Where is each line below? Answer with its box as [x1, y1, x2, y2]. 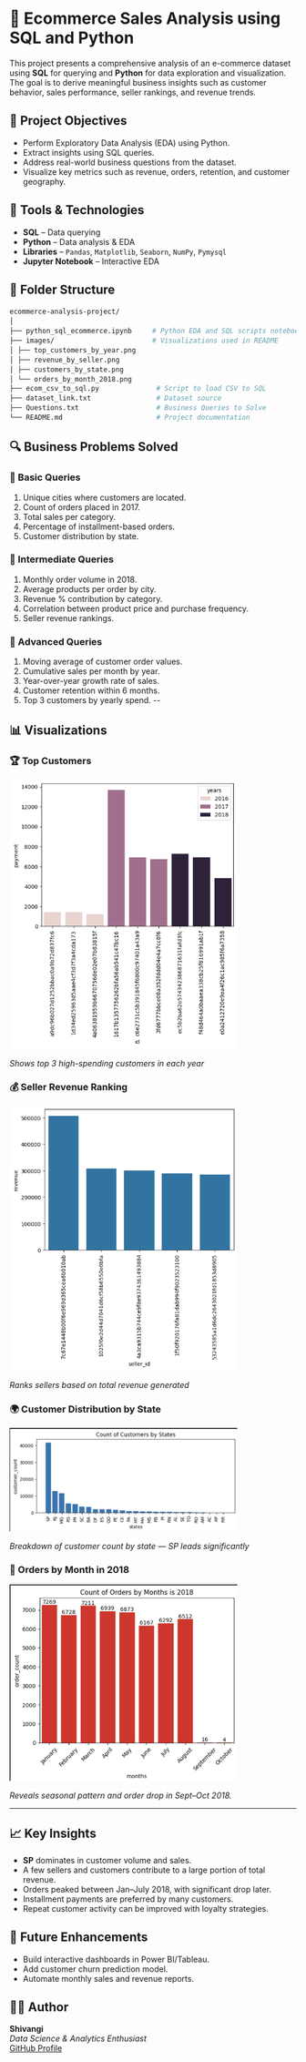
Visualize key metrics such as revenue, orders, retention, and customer [22, 166, 290, 177]
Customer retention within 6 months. [22, 685, 160, 696]
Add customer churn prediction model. [22, 1963, 168, 1975]
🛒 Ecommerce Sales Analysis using [9, 8, 280, 29]
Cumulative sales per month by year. [22, 666, 160, 677]
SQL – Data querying [22, 227, 101, 238]
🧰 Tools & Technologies [9, 202, 145, 218]
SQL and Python [9, 27, 135, 48]
